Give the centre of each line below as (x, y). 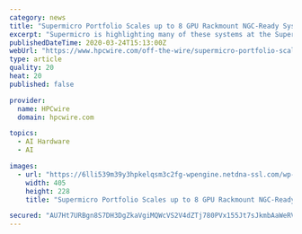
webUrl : (24, 51)
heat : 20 (26, 76)
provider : (28, 100)
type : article (36, 59)
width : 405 (46, 183)
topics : (24, 134)
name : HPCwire (44, 108)
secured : (26, 216)
